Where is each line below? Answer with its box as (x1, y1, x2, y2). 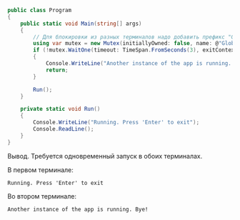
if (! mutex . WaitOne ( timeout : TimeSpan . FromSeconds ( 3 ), (33, 46, 200, 54)
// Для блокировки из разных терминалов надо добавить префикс (33, 33, 225, 41)
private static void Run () (20, 106, 101, 113)
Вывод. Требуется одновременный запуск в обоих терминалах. (7, 151, 203, 160)
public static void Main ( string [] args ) (20, 20, 142, 27)
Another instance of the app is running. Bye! (7, 206, 149, 213)
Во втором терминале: (7, 191, 77, 200)
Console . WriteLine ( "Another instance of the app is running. (45, 60, 232, 67)
